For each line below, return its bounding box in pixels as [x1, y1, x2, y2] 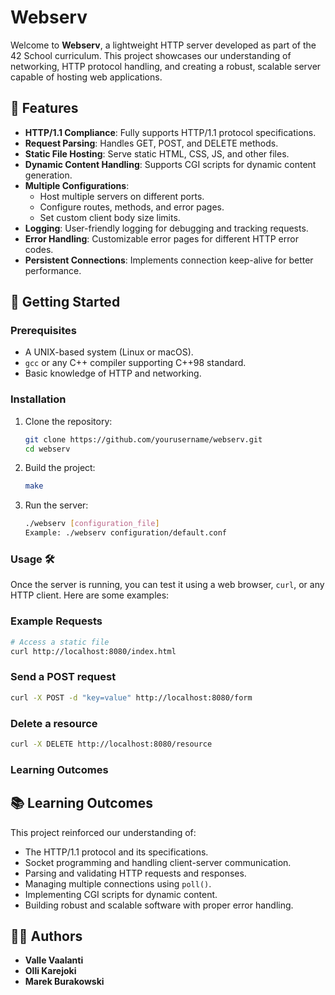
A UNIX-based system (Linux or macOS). [24, 346, 194, 358]
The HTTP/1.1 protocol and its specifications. [24, 846, 209, 858]
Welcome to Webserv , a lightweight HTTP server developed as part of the [10, 39, 317, 51]
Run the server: [24, 499, 89, 511]
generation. [24, 169, 73, 181]
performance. [24, 264, 82, 276]
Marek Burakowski [24, 976, 105, 988]
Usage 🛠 [10, 552, 55, 566]
